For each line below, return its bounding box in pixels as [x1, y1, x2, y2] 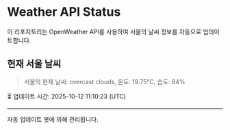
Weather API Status [7, 4, 121, 20]
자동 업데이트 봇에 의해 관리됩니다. [7, 115, 99, 123]
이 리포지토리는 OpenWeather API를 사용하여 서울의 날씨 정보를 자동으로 [7, 27, 202, 36]
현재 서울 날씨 [7, 58, 62, 70]
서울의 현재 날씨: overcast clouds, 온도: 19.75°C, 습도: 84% [23, 77, 186, 86]
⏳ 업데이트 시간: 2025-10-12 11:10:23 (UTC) [7, 92, 127, 100]
